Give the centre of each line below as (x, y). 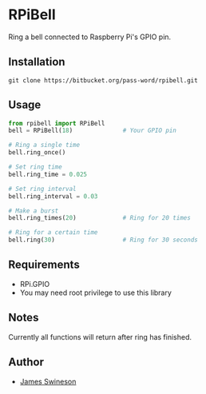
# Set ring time (35, 167)
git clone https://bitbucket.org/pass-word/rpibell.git (103, 80)
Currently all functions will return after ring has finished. (100, 336)
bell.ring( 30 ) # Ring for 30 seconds (103, 240)
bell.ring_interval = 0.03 (53, 196)
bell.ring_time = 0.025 (48, 174)
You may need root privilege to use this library (95, 293)
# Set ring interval (43, 189)
